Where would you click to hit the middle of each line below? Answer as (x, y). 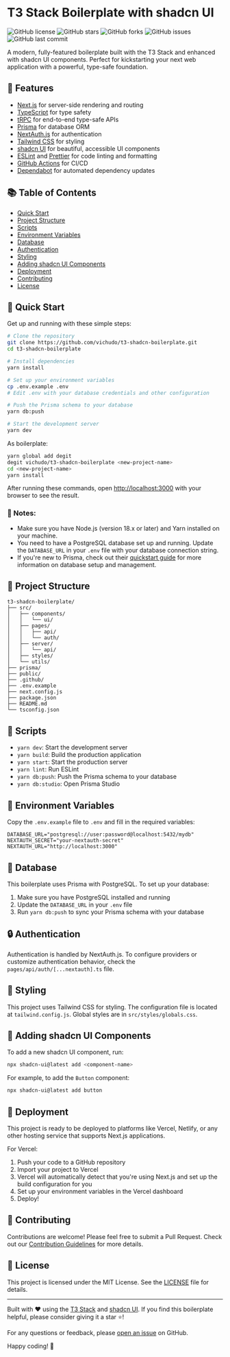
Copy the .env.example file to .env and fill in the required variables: (101, 822)
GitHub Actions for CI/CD (52, 163)
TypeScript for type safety (54, 112)
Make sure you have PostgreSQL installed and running (93, 897)
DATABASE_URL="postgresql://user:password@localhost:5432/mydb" (101, 834)
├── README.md (27, 704)
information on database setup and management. (87, 564)
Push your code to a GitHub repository (71, 1162)
